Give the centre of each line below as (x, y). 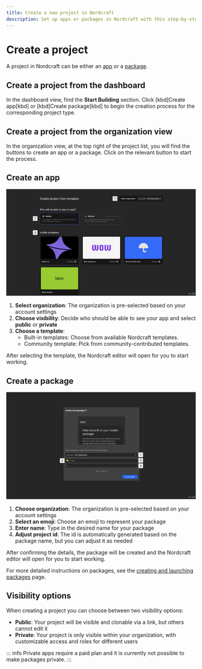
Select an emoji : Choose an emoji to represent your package (90, 521)
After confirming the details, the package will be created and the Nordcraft (99, 552)
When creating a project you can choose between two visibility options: (95, 610)
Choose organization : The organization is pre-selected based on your (102, 509)
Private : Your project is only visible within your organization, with (95, 635)
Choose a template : (40, 331)
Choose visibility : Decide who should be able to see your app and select (105, 318)
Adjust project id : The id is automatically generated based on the (96, 534)
